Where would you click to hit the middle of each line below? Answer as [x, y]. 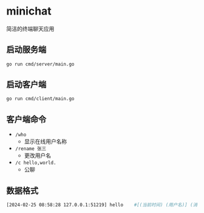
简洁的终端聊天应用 [30, 29]
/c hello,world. [36, 163]
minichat [29, 11]
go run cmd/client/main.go [40, 99]
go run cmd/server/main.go [40, 64]
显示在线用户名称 [46, 141]
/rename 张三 [31, 149]
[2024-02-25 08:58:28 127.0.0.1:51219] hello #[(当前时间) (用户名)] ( [100, 205]
